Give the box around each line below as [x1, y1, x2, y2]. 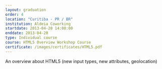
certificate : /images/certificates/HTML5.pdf [5, 44, 102, 49]
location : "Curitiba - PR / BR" [5, 16, 73, 21]
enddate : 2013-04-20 [5, 30, 49, 35]
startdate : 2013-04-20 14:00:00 [5, 26, 73, 31]
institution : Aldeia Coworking [5, 21, 71, 26]
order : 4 [5, 12, 24, 17]
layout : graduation [5, 7, 46, 12]
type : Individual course [5, 35, 57, 40]
